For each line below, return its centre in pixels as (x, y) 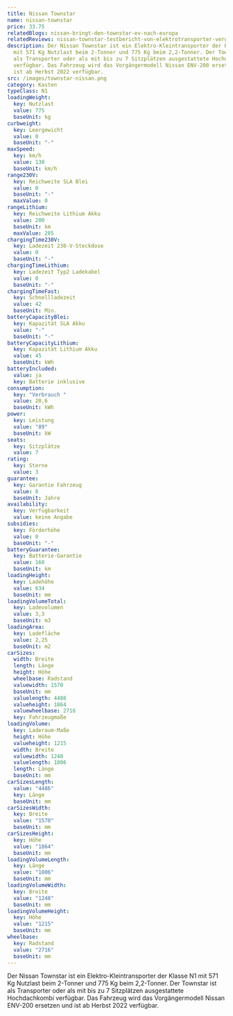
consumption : (26, 388)
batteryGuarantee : (34, 549)
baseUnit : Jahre (37, 498)
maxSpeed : (21, 149)
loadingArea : (26, 627)
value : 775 (29, 110)
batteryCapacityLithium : (43, 343)
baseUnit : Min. (35, 311)
